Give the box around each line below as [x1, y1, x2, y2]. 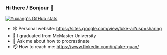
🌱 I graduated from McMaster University [12, 33, 96, 39]
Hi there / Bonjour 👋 [5, 4, 54, 11]
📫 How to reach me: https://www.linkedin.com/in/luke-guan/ [12, 44, 139, 50]
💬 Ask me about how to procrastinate [12, 38, 90, 44]
